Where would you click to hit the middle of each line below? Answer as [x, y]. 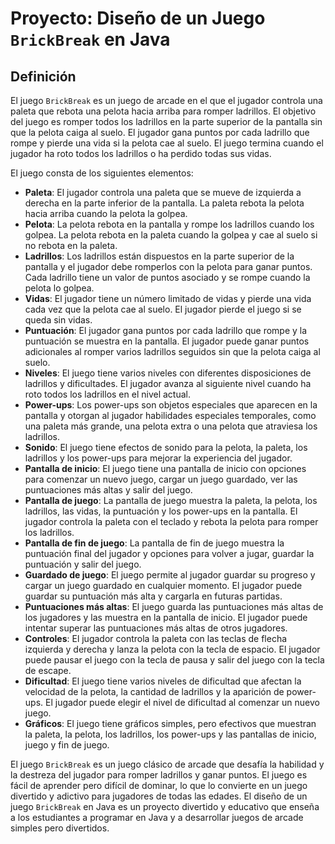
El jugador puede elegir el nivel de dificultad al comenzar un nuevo [182, 702]
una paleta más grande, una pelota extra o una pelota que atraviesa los [171, 426]
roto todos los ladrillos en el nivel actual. [107, 394]
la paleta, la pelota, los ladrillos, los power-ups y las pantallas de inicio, [170, 734]
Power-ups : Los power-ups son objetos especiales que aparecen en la [171, 405]
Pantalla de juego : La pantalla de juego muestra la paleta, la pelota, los [171, 500]
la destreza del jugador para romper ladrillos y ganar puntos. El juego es [159, 775]
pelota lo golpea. [59, 288]
